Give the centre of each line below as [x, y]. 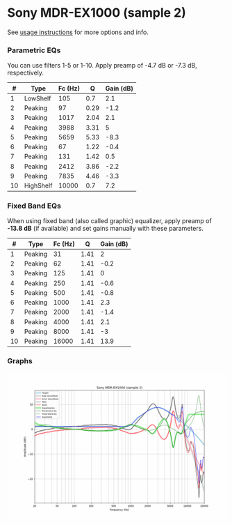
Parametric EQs [34, 50]
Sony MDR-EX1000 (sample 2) [97, 13]
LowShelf [38, 98]
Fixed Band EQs [34, 206]
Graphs [20, 361]
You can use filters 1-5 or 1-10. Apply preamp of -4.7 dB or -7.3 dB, [102, 66]
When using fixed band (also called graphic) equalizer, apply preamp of [109, 221]
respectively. [25, 73]
